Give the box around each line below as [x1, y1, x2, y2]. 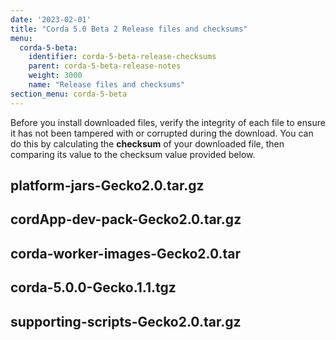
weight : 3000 [28, 71, 83, 81]
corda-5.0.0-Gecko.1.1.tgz [10, 279, 177, 296]
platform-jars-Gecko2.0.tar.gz [10, 177, 205, 195]
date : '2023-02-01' [10, 14, 92, 25]
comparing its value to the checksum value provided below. [10, 148, 256, 160]
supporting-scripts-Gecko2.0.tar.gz [10, 313, 242, 330]
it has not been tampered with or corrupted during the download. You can [10, 127, 314, 139]
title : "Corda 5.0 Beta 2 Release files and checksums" [10, 24, 248, 34]
